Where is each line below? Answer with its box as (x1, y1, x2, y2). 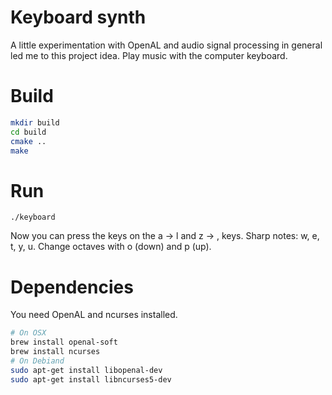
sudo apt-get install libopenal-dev (10, 365, 163, 375)
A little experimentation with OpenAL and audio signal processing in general (10, 39, 323, 51)
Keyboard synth (10, 6, 147, 29)
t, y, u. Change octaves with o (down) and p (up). (10, 241, 212, 253)
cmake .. (10, 136, 47, 146)
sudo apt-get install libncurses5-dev (10, 374, 172, 385)
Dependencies (10, 276, 134, 298)
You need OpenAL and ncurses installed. (10, 309, 178, 321)
